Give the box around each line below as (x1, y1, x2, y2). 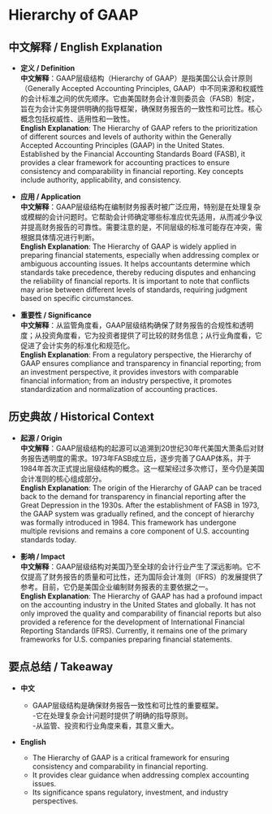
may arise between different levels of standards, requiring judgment (19, 285, 248, 294)
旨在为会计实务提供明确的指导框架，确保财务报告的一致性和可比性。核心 (19, 104, 262, 113)
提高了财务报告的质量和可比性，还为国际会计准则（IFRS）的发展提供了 (27, 572, 264, 581)
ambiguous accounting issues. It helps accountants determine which (19, 259, 251, 268)
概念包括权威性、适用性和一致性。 (19, 114, 135, 124)
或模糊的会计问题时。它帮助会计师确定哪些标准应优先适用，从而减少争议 (19, 212, 262, 221)
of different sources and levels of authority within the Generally (19, 132, 232, 141)
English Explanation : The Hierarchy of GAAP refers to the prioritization (19, 124, 258, 133)
